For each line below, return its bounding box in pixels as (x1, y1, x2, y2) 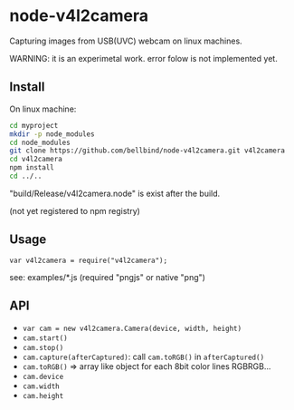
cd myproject (9, 121, 59, 130)
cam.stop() (22, 343, 64, 352)
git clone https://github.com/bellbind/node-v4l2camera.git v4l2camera (9, 146, 285, 155)
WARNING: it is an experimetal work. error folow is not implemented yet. (9, 53, 278, 63)
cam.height (22, 391, 64, 400)
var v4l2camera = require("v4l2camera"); (9, 256, 168, 265)
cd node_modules (9, 138, 71, 147)
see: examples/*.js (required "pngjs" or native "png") (9, 271, 206, 282)
